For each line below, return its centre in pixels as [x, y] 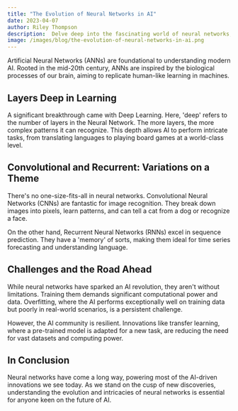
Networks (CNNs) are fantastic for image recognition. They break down [112, 203]
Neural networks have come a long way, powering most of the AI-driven [112, 378]
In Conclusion [38, 360]
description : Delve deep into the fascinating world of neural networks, [120, 34]
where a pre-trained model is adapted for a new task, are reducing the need [118, 330]
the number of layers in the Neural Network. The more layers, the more [111, 122]
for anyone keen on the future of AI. [59, 400]
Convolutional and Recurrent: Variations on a [109, 168]
